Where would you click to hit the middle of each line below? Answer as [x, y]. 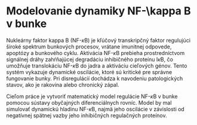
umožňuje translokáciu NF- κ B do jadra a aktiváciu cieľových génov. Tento [97, 65]
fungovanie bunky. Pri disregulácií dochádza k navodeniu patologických [95, 78]
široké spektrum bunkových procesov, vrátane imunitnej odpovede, [89, 47]
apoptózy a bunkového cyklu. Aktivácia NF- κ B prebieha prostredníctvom [96, 53]
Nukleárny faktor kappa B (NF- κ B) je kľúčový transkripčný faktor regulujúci [98, 40]
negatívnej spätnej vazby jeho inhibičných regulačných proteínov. [87, 115]
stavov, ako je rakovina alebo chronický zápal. [63, 84]
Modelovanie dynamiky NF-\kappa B [98, 11]
